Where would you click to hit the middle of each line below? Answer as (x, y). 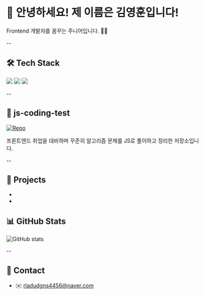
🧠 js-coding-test (38, 113)
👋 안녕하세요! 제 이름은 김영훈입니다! (93, 13)
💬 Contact (26, 270)
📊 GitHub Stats (36, 221)
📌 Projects (26, 180)
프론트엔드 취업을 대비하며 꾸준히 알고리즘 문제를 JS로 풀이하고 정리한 (90, 140)
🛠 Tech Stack (33, 63)
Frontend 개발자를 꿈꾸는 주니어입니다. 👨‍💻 (57, 31)
